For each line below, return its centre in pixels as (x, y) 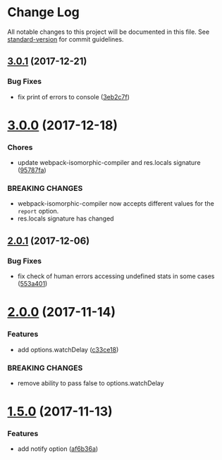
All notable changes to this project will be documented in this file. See (109, 32)
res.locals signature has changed (66, 218)
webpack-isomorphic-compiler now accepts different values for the (116, 204)
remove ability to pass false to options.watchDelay (91, 383)
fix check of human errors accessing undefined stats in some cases (116, 276)
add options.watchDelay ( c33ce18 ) (68, 349)
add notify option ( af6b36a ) (58, 449)
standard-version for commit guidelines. (66, 39)
